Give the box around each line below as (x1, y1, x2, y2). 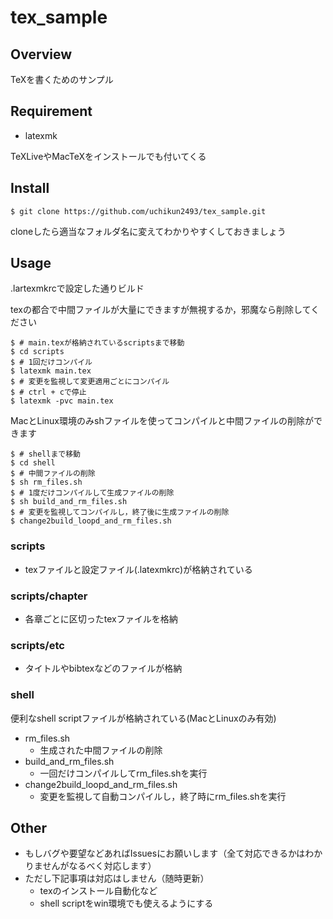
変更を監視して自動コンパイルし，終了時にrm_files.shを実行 (39, 790, 287, 802)
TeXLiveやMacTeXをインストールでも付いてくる (10, 150, 207, 162)
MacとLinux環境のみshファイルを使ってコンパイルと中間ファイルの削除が (10, 415, 314, 427)
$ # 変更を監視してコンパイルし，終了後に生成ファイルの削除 (10, 507, 230, 518)
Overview (10, 46, 73, 63)
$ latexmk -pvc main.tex (10, 396, 114, 406)
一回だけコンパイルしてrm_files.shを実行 (39, 767, 208, 779)
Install (10, 180, 50, 197)
